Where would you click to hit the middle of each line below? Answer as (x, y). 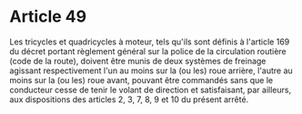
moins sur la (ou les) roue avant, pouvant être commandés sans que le (141, 80)
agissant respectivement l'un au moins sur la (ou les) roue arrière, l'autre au (151, 71)
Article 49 (48, 17)
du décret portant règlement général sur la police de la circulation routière (148, 51)
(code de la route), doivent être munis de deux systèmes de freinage (138, 61)
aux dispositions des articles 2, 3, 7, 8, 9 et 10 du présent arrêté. (129, 99)
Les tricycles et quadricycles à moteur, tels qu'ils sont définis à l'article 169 (150, 42)
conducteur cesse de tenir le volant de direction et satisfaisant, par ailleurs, (151, 90)
